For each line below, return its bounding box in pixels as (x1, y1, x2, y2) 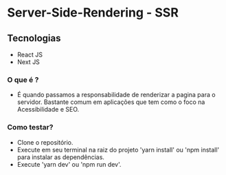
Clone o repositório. (16, 138, 74, 146)
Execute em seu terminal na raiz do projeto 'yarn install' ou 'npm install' (16, 145, 220, 154)
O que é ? (7, 74, 39, 84)
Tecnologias (7, 32, 61, 44)
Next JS (16, 58, 40, 66)
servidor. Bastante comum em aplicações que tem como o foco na (16, 98, 205, 106)
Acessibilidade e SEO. (16, 105, 80, 114)
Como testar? (7, 123, 54, 132)
